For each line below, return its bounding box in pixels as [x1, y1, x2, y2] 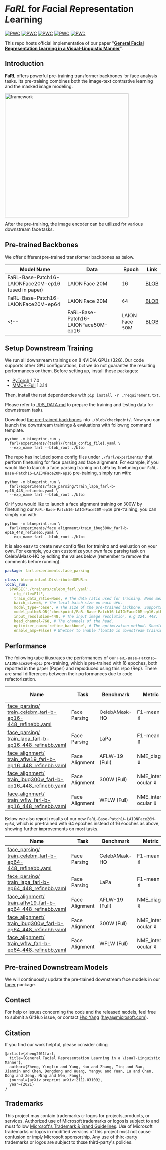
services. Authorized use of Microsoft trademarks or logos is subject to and [5, 1118, 159, 1124]
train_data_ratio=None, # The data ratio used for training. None [14, 596, 154, 601]
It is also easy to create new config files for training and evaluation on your [5, 543, 157, 549]
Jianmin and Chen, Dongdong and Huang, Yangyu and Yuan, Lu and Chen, [5, 1069, 154, 1074]
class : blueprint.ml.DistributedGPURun [5, 577, 87, 583]
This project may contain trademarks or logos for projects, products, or [5, 1112, 150, 1118]
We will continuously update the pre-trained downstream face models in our [5, 976, 160, 982]
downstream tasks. [5, 407, 44, 413]
